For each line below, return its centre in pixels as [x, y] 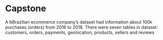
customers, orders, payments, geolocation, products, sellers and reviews [80, 32]
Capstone [26, 9]
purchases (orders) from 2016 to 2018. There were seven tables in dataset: [81, 27]
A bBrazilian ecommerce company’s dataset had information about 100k [79, 22]
